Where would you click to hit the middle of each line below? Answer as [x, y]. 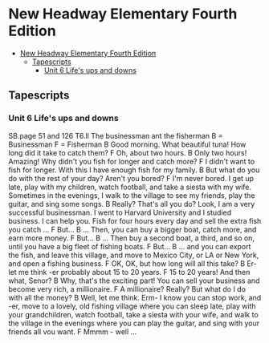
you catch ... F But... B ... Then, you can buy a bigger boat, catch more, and [132, 229]
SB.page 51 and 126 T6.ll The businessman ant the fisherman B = [116, 135]
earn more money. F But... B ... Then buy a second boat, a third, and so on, [132, 238]
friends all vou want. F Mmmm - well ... [73, 331]
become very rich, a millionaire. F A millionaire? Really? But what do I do [127, 289]
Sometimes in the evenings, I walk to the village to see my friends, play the [132, 195]
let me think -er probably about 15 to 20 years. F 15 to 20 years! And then [129, 272]
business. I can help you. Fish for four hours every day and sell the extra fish [135, 220]
